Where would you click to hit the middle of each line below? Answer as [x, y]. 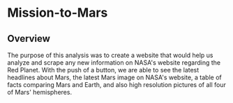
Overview [29, 39]
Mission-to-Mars [58, 13]
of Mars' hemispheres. [39, 92]
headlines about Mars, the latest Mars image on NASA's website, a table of [114, 77]
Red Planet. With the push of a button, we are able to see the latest [103, 70]
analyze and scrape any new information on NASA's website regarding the [114, 63]
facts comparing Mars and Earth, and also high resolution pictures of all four [117, 85]
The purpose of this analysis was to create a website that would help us [110, 55]
